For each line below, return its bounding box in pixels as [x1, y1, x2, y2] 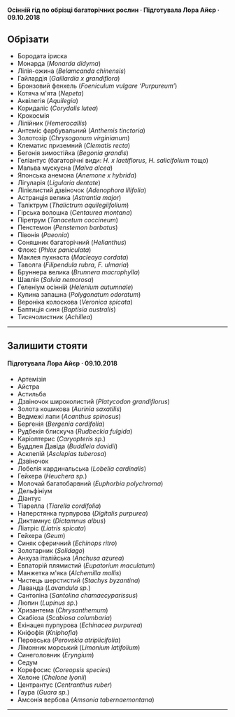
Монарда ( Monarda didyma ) [17, 60, 101, 68]
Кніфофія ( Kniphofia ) [17, 629, 78, 636]
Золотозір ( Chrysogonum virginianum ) [17, 134, 130, 142]
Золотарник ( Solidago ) [17, 547, 85, 554]
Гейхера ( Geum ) [17, 532, 66, 540]
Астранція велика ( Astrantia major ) [17, 194, 122, 202]
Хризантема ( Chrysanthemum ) [17, 606, 108, 614]
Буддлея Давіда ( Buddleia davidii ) [17, 442, 117, 450]
